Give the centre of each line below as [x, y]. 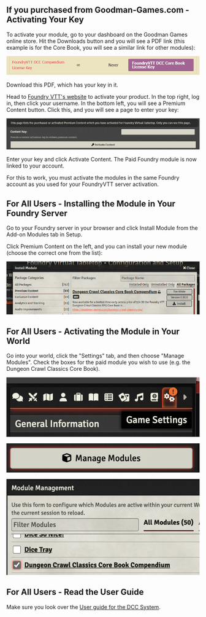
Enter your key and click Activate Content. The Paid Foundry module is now [102, 160]
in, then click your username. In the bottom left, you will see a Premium [96, 103]
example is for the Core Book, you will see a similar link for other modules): [101, 47]
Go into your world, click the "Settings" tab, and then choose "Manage [95, 356]
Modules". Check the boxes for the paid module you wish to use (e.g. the [98, 362]
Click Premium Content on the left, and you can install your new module [97, 246]
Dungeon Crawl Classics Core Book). [53, 369]
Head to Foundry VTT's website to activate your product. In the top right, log [103, 96]
